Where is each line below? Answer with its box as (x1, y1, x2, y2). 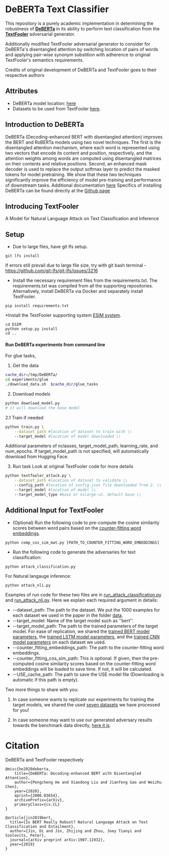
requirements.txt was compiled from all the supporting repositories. (12, 283, 153, 289)
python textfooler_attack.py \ (5, 473, 71, 479)
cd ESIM (5, 322, 22, 327)
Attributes (5, 87, 38, 96)
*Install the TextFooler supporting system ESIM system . (5, 312, 121, 318)
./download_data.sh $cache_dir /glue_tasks (5, 382, 99, 387)
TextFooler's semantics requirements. (5, 57, 84, 63)
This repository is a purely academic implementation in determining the (5, 20, 154, 26)
